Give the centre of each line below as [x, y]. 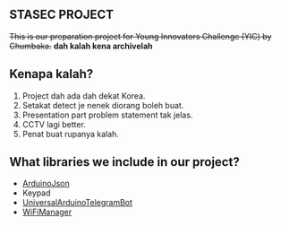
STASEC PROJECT [62, 15]
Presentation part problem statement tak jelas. [107, 115]
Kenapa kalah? [51, 74]
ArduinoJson [46, 184]
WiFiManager [47, 212]
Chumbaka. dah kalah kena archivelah [81, 46]
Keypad [36, 193]
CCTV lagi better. [54, 124]
